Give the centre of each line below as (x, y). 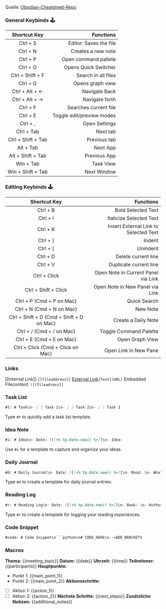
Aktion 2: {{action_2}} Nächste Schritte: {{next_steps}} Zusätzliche (82, 596)
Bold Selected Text (137, 210)
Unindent (148, 248)
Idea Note (17, 429)
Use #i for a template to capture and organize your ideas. (63, 449)
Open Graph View (138, 339)
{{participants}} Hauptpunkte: (36, 566)
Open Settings (99, 124)
